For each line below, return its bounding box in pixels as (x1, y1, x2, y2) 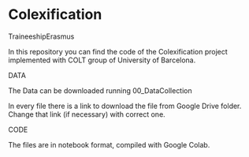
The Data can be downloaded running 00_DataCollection (8, 85, 193, 95)
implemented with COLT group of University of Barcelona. (8, 55, 196, 65)
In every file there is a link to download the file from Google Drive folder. (8, 101, 242, 110)
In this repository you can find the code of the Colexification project (8, 47, 229, 56)
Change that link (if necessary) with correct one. (8, 109, 165, 119)
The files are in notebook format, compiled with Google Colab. (8, 140, 210, 149)
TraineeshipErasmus (8, 32, 75, 41)
